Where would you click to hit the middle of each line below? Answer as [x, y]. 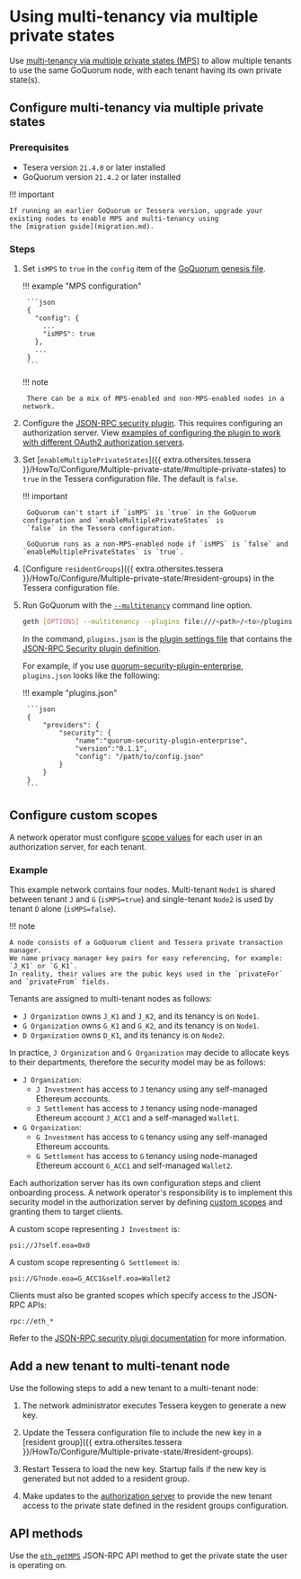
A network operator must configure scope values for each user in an [136, 837]
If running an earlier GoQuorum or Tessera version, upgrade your [136, 210]
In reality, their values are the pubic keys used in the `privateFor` [146, 974]
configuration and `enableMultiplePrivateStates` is [123, 520]
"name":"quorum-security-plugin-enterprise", [162, 740]
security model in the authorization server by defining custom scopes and [146, 1201]
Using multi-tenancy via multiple [134, 17]
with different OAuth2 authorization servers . [104, 442]
